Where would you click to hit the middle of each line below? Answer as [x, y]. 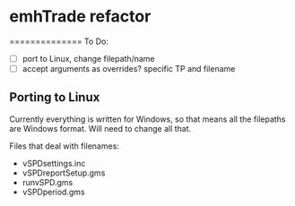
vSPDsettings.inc [54, 163]
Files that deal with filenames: [64, 146]
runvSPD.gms [48, 182]
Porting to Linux [55, 97]
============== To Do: [59, 41]
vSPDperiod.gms [53, 192]
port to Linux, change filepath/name [88, 58]
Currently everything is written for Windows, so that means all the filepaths [147, 119]
